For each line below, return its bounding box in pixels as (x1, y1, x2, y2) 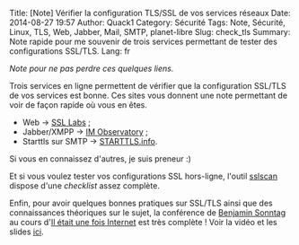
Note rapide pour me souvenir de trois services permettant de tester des (9, 36, 278, 47)
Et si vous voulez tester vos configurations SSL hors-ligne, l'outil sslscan (9, 171, 278, 181)
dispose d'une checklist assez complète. (9, 180, 160, 191)
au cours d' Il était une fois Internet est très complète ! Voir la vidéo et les (9, 217, 277, 227)
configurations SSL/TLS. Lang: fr (9, 46, 131, 57)
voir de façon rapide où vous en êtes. (9, 100, 148, 110)
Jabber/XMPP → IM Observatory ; (22, 127, 148, 137)
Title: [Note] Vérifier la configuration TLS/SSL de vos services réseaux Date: (9, 8, 291, 18)
